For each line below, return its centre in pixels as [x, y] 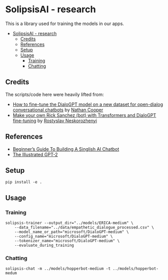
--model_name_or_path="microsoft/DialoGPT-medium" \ [72, 232]
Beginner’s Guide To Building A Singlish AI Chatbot [66, 149]
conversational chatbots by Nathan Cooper [58, 110]
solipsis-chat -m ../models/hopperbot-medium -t [58, 269]
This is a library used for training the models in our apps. [65, 24]
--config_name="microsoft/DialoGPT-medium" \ [64, 237]
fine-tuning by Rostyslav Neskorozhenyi [55, 121]
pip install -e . [24, 182]
